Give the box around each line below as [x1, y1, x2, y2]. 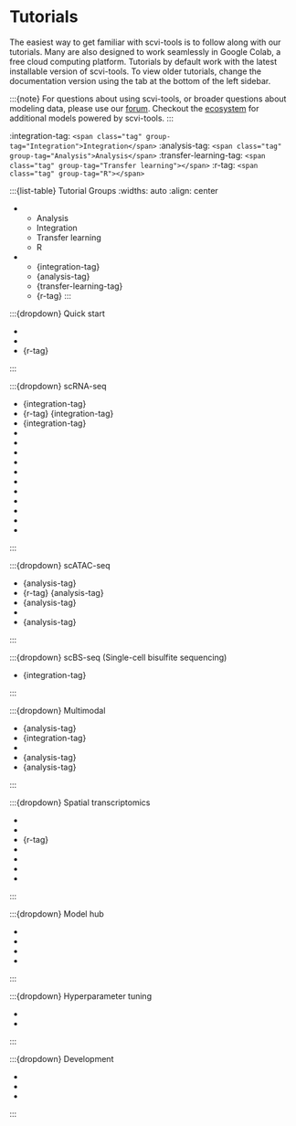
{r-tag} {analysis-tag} [22, 587, 104, 598]
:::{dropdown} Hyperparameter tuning [9, 990, 153, 1002]
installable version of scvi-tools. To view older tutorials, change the [9, 66, 262, 77]
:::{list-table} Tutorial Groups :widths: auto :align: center [9, 185, 219, 196]
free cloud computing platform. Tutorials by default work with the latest [9, 56, 277, 67]
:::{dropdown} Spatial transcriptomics [9, 797, 151, 808]
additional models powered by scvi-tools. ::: [9, 112, 174, 123]
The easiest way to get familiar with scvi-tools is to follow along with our [9, 37, 281, 48]
